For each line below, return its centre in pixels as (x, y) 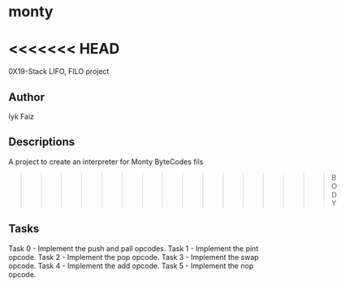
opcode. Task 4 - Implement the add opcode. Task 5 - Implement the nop (131, 266)
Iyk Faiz (22, 116)
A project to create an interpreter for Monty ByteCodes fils (106, 162)
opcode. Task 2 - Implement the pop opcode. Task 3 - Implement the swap (134, 257)
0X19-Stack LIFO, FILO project (59, 71)
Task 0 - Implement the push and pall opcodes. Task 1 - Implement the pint (134, 248)
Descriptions (42, 142)
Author (26, 97)
